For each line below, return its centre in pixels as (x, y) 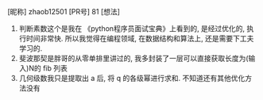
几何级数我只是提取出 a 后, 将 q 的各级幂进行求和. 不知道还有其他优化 (132, 78)
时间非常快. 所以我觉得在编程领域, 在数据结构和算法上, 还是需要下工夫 (140, 38)
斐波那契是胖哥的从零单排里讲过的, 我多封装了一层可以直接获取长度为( (133, 58)
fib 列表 (55, 68)
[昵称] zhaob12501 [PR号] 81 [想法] (64, 12)
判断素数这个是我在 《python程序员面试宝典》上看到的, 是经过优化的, (132, 29)
